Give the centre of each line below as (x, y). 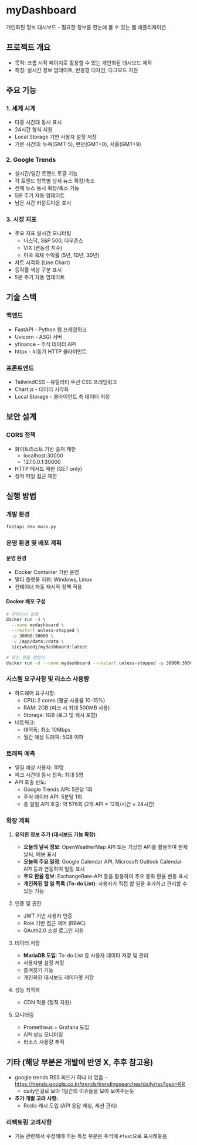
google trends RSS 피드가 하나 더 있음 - (61, 1078)
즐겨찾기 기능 (38, 970)
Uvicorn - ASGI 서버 (38, 337)
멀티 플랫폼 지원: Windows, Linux (53, 580)
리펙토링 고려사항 (29, 1122)
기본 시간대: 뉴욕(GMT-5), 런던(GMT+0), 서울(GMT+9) (78, 144)
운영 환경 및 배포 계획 (34, 543)
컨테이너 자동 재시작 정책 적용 (48, 587)
